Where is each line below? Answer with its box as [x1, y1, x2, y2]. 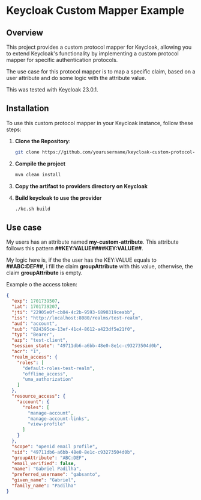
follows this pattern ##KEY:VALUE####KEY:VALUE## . [6, 245, 143, 252]
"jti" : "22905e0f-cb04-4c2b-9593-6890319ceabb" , [11, 309, 136, 315]
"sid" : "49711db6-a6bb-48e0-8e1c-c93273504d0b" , [11, 449, 136, 455]
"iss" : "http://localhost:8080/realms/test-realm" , [11, 315, 144, 321]
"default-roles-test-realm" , [22, 365, 95, 371]
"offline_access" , [22, 371, 68, 377]
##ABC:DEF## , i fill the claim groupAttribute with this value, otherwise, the [6, 263, 193, 270]
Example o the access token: [6, 281, 77, 288]
